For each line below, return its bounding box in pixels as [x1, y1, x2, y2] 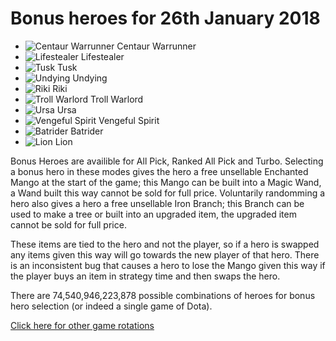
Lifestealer [80, 50, 125, 62]
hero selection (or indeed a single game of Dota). [10, 300, 213, 312]
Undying [72, 72, 108, 84]
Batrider [70, 125, 104, 137]
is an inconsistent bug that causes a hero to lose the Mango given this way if [10, 259, 326, 271]
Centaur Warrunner [116, 40, 197, 52]
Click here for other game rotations [10, 319, 155, 331]
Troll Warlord [89, 93, 144, 105]
